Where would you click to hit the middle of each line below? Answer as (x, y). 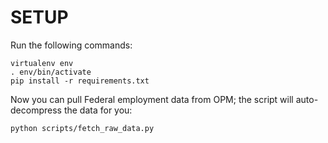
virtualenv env (42, 63)
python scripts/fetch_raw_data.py (82, 128)
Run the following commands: (71, 45)
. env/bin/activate (51, 72)
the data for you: (98, 110)
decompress (36, 110)
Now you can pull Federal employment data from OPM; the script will (152, 99)
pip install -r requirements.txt (80, 81)
